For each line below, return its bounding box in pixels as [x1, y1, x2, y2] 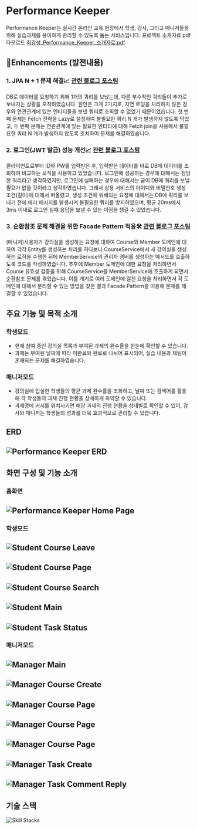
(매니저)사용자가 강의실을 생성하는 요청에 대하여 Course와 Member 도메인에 [6, 239, 181, 246]
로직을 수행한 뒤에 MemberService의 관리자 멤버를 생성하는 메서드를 [16, 253, 175, 260]
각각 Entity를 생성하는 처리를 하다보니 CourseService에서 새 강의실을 [16, 246, 176, 253]
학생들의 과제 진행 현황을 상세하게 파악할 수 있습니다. [27, 395, 148, 402]
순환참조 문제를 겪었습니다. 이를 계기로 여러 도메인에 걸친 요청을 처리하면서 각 [6, 275, 183, 282]
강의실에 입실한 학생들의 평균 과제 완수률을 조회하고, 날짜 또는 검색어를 [14, 387, 176, 394]
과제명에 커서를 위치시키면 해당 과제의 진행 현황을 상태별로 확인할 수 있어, [14, 402, 182, 409]
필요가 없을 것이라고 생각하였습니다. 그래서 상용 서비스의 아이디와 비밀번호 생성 [6, 184, 186, 191]
